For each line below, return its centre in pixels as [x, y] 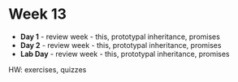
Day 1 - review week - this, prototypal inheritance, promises [120, 37]
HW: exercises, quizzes [48, 69]
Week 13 [38, 14]
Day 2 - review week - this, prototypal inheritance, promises [121, 45]
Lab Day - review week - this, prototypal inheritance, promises [125, 54]
